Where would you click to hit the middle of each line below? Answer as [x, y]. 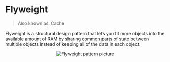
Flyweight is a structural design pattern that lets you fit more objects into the [85, 33]
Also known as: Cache [41, 23]
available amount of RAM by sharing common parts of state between [77, 39]
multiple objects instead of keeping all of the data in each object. [73, 44]
